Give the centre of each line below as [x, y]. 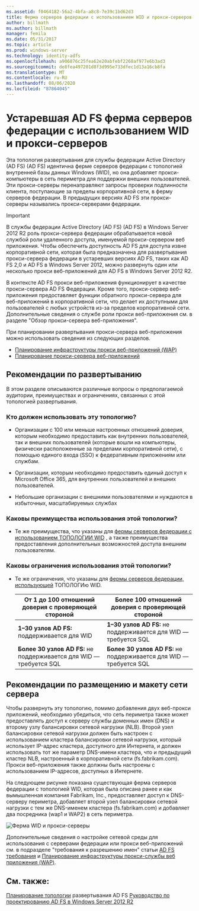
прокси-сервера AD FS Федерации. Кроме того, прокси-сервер [87, 289]
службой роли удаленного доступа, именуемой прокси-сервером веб [96, 239]
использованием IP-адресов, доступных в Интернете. [75, 771]
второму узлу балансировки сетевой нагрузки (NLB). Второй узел [90, 727]
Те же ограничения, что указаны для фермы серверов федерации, [99, 578]
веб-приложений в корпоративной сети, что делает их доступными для [97, 301]
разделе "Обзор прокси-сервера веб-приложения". [72, 320]
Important [18, 215]
